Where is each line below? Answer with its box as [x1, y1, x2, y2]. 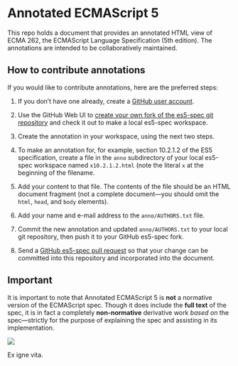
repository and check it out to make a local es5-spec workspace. [17, 118, 208, 127]
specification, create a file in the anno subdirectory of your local [17, 153, 204, 161]
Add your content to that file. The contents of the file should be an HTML [17, 182, 231, 190]
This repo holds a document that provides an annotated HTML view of [7, 28, 213, 37]
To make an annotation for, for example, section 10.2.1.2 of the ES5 [17, 146, 213, 154]
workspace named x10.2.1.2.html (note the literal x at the [33, 161, 204, 169]
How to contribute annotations [7, 64, 146, 76]
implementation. [7, 323, 55, 332]
